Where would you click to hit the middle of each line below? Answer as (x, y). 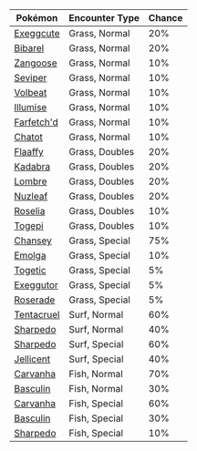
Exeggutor (36, 285)
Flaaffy (29, 152)
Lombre (31, 181)
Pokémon (37, 18)
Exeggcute (37, 33)
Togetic (31, 270)
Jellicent (32, 359)
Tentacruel (37, 315)
